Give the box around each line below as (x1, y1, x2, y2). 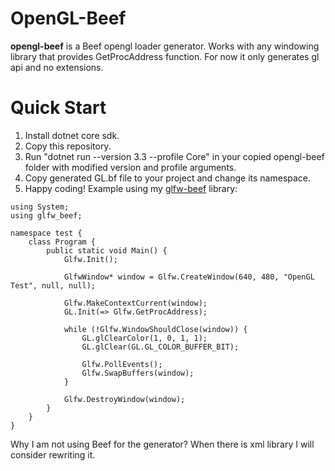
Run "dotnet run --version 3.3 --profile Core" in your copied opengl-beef (24, 150, 325, 162)
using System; (10, 202, 70, 212)
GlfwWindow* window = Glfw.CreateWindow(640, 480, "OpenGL (63, 272, 315, 282)
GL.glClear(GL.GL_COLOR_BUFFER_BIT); (81, 342, 240, 352)
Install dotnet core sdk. (24, 129, 120, 141)
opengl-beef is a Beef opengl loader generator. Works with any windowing (10, 40, 320, 52)
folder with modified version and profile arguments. (24, 161, 237, 173)
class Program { (28, 237, 97, 247)
